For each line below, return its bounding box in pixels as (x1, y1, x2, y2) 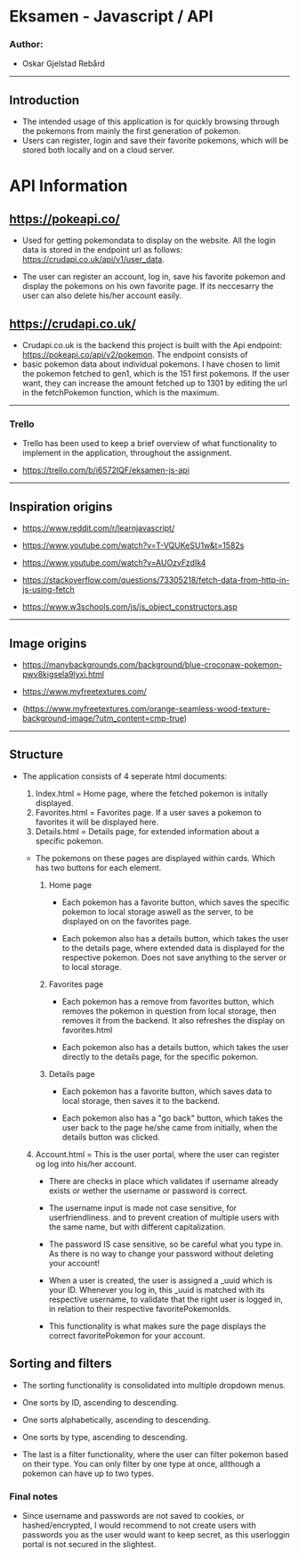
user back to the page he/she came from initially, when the (61, 1122, 278, 1132)
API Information (9, 176, 128, 196)
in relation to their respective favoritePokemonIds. (48, 1303, 231, 1314)
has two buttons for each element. (35, 862, 162, 873)
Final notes (9, 1490, 58, 1503)
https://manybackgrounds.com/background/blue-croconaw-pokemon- (21, 659, 283, 670)
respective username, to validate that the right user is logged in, (48, 1294, 283, 1305)
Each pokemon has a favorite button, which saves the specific (61, 897, 290, 907)
